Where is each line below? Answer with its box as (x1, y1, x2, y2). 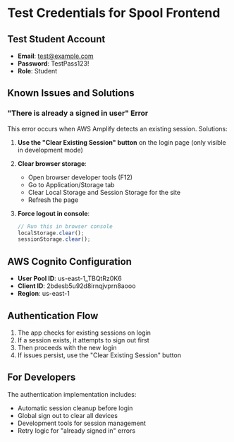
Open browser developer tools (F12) (27, 173, 133, 181)
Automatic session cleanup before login (17, 404, 133, 412)
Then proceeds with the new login (17, 343, 117, 352)
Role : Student (17, 67, 58, 75)
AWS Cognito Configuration (7, 256, 133, 268)
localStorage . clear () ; (17, 229, 85, 237)
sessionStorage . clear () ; (17, 236, 91, 243)
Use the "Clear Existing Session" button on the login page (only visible (17, 138, 227, 146)
